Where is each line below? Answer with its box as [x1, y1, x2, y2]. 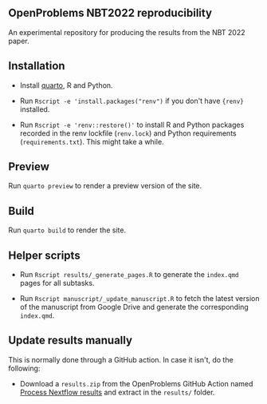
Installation [8, 59, 65, 73]
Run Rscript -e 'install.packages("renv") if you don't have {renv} [19, 96, 245, 105]
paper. [8, 36, 29, 46]
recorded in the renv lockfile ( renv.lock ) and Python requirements [19, 128, 237, 138]
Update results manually [8, 334, 133, 347]
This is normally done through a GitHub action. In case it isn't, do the [8, 354, 234, 364]
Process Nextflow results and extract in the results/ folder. [19, 387, 215, 397]
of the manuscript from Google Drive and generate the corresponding [19, 303, 249, 312]
